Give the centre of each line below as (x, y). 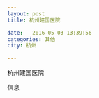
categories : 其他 (31, 39)
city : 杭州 (22, 46)
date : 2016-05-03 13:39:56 (49, 33)
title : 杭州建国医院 (34, 20)
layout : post (26, 14)
